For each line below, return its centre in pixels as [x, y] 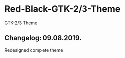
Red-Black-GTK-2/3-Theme [62, 9]
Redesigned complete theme [34, 50]
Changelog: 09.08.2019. [43, 38]
